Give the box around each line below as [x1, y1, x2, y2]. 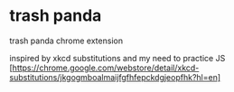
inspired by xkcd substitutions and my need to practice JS [9, 52, 226, 63]
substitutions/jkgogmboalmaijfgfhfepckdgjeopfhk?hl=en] [9, 71, 221, 82]
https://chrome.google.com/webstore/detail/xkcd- [12, 62, 200, 73]
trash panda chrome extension [9, 35, 124, 46]
